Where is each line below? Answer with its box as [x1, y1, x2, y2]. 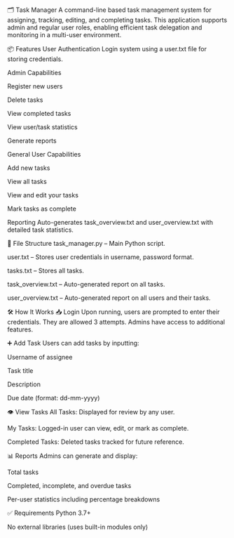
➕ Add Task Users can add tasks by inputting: [7, 339, 139, 347]
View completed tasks [7, 110, 71, 117]
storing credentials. [7, 55, 63, 63]
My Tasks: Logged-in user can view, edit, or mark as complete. [7, 424, 189, 432]
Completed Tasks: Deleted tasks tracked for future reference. [7, 438, 184, 446]
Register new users [7, 82, 63, 90]
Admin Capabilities [7, 69, 62, 77]
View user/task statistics [7, 123, 78, 131]
